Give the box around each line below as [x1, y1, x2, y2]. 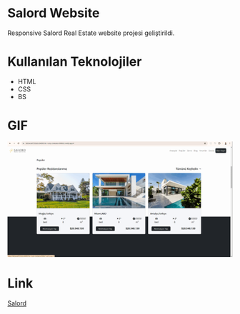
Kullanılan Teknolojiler [7, 54, 142, 70]
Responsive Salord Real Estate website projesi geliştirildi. [7, 29, 175, 37]
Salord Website [7, 5, 100, 21]
